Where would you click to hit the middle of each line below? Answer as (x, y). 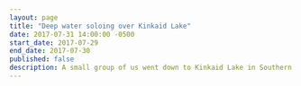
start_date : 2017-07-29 (54, 43)
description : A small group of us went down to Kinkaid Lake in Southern (151, 68)
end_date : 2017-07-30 (50, 51)
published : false (42, 59)
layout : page (34, 17)
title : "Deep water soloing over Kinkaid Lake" (100, 26)
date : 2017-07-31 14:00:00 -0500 (72, 34)
